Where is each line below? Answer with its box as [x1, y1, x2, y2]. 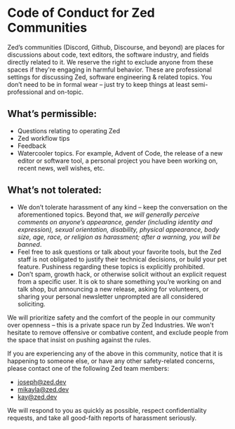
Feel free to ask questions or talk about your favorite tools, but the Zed [17, 247, 222, 256]
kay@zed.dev [17, 393, 58, 401]
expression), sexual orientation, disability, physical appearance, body [17, 225, 220, 233]
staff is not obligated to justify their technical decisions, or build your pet [17, 254, 227, 264]
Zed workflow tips [17, 134, 70, 142]
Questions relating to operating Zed [17, 126, 121, 135]
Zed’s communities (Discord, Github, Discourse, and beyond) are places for [7, 43, 225, 51]
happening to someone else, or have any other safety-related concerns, [7, 356, 215, 365]
